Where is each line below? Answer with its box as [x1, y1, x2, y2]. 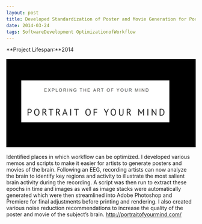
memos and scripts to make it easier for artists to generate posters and [6, 160, 182, 167]
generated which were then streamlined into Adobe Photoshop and [6, 191, 173, 199]
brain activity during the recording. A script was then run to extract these [6, 178, 187, 186]
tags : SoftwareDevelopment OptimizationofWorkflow [6, 29, 136, 35]
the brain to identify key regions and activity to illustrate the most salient [6, 172, 185, 179]
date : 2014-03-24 [6, 22, 50, 28]
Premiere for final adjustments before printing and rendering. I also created [6, 198, 192, 205]
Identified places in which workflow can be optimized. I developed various [6, 153, 191, 160]
